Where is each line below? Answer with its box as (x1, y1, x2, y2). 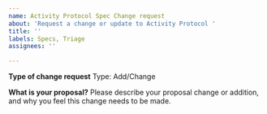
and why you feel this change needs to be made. (8, 96, 172, 106)
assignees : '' (8, 42, 57, 50)
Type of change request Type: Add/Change (8, 72, 156, 81)
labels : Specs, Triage (8, 34, 85, 43)
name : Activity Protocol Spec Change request (8, 11, 165, 20)
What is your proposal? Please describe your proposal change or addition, (8, 87, 260, 98)
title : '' (8, 27, 42, 35)
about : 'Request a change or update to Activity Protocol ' (8, 20, 217, 28)
